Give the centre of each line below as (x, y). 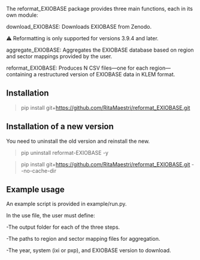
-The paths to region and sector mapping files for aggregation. (83, 239)
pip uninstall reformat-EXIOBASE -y (65, 153)
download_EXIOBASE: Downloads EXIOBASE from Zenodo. (79, 27)
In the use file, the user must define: (51, 216)
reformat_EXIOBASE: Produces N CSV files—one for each (77, 68)
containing (19, 74)
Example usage (35, 189)
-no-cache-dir (39, 171)
